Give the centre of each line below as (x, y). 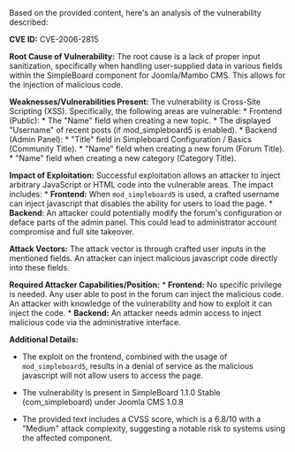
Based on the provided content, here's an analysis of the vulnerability (136, 13)
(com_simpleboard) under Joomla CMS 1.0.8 (102, 402)
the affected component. (67, 438)
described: (29, 22)
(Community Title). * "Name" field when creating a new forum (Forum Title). (147, 149)
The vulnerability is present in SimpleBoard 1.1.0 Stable (121, 392)
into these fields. (40, 268)
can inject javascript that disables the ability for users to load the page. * (141, 203)
